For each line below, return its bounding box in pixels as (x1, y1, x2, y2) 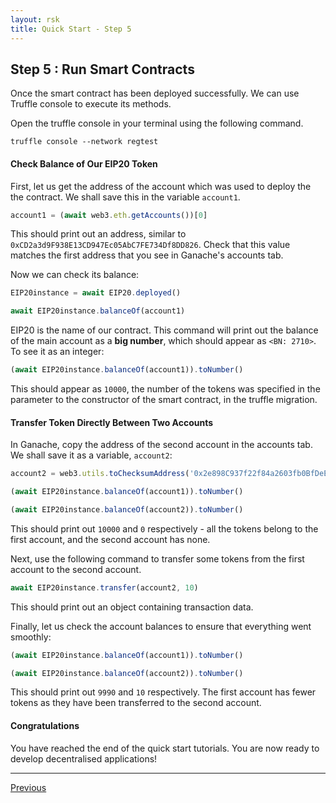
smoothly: (10, 631, 52, 643)
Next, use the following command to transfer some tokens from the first (10, 552, 305, 565)
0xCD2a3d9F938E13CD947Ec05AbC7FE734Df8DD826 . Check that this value (10, 239, 291, 251)
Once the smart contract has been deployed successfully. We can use (10, 87, 300, 100)
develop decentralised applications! (10, 752, 158, 765)
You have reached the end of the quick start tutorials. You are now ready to (10, 742, 320, 754)
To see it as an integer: (10, 346, 105, 358)
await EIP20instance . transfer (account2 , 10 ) (10, 582, 199, 593)
